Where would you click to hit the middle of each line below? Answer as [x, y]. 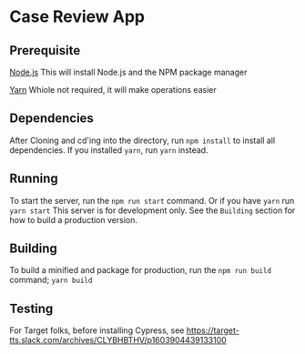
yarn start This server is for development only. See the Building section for [152, 210]
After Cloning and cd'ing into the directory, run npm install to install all [142, 140]
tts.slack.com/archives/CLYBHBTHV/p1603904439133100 [118, 340]
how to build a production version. [74, 219]
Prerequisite [45, 51]
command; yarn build [51, 280]
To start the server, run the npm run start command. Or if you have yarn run [152, 200]
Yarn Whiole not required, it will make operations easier [113, 90]
